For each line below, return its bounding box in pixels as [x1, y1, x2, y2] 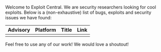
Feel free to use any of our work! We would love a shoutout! [5, 42, 129, 47]
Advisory [8, 27, 30, 33]
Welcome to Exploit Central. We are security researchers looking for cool [5, 4, 156, 10]
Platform [35, 27, 56, 33]
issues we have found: [5, 15, 52, 20]
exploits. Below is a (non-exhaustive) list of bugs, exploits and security [5, 9, 152, 15]
